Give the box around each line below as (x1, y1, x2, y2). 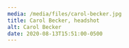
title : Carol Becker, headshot (7, 17, 100, 24)
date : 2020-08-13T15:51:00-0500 (7, 30, 103, 37)
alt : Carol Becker (7, 23, 62, 30)
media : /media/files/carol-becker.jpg (7, 10, 122, 18)
